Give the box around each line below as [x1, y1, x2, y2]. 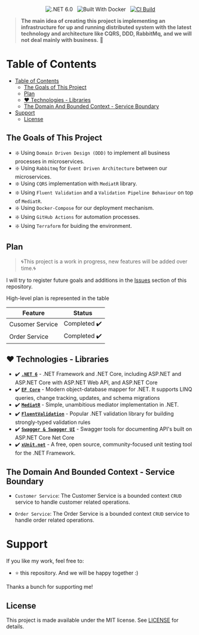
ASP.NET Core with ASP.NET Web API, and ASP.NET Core [14, 379, 158, 386]
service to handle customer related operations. [14, 498, 130, 506]
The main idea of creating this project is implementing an [20, 17, 166, 24]
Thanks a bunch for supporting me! [6, 583, 93, 591]
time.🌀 [20, 264, 36, 272]
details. [6, 622, 25, 630]
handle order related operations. [14, 516, 94, 524]
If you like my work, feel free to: [6, 558, 84, 565]
